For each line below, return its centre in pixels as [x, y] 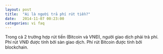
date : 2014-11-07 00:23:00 [35, 18]
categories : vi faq [25, 23]
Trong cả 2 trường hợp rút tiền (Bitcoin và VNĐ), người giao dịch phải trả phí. [82, 37]
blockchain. [17, 47]
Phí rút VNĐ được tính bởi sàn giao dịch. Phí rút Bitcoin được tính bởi [74, 42]
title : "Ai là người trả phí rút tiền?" [48, 14]
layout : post [18, 9]
